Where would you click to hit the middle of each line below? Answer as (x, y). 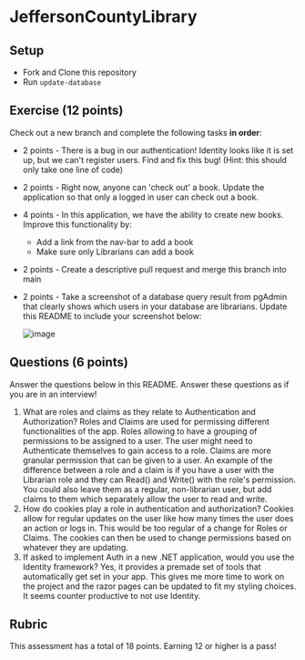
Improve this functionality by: (77, 224)
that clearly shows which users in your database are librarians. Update (155, 306)
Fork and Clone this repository (79, 72)
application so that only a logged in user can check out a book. (141, 197)
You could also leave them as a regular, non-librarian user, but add (147, 489)
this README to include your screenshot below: (112, 315)
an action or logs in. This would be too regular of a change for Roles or (155, 528)
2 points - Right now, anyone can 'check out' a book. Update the (143, 187)
